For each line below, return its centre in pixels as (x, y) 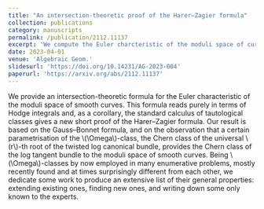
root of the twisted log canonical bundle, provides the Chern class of (141, 146)
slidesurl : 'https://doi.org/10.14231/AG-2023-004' (94, 67)
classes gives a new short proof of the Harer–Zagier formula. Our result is (127, 121)
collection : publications (50, 23)
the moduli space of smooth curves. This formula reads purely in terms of (127, 104)
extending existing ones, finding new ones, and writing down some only (125, 188)
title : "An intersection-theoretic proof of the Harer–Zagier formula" (128, 15)
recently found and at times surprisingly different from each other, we (121, 171)
